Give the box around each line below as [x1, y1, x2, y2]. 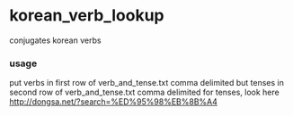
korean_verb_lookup [9, 5, 164, 26]
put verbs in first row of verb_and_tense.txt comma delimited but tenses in [9, 78, 285, 88]
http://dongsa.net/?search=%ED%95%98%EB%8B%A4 [9, 96, 218, 107]
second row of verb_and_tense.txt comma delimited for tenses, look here [9, 87, 280, 98]
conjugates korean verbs [9, 35, 102, 46]
